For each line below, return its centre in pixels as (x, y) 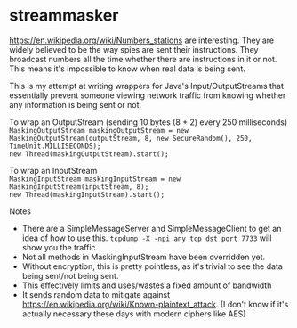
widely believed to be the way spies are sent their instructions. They (134, 49)
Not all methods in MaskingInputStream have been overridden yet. (144, 257)
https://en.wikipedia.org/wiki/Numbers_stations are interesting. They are (142, 40)
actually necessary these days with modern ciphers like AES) (134, 314)
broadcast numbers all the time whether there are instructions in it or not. (143, 59)
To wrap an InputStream (53, 170)
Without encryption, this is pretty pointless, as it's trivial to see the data (152, 266)
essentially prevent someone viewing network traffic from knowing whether (148, 95)
